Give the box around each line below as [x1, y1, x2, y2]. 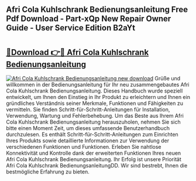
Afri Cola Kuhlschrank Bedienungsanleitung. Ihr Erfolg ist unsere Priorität [6, 156, 181, 163]
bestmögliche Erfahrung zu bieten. [6, 168, 90, 175]
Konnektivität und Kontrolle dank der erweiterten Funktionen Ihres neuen [6, 149, 181, 156]
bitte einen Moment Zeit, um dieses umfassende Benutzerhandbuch [6, 125, 170, 131]
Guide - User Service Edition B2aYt [6, 23, 136, 33]
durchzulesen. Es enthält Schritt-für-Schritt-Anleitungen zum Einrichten [6, 131, 178, 138]
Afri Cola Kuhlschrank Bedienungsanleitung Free [6, 5, 188, 15]
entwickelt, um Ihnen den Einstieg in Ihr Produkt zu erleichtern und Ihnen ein [6, 94, 190, 100]
